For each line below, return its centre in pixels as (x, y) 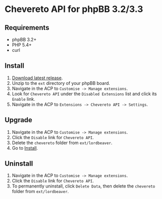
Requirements (27, 28)
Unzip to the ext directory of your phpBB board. (61, 83)
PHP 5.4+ (22, 45)
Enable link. (23, 99)
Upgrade (19, 120)
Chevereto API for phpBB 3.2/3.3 (74, 9)
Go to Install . (25, 148)
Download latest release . (37, 78)
